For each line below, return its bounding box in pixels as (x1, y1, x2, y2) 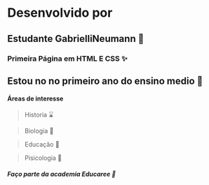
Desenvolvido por (7, 5, 113, 21)
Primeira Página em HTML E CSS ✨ (7, 54, 128, 64)
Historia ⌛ (24, 110, 54, 119)
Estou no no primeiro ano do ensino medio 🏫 (7, 75, 203, 87)
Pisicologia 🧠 (24, 154, 62, 162)
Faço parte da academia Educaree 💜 (7, 170, 116, 178)
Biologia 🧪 (24, 127, 54, 135)
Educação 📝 (24, 140, 60, 149)
